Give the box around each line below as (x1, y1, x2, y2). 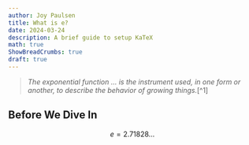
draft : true (8, 56, 47, 64)
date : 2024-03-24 (8, 26, 65, 34)
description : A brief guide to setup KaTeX (8, 33, 154, 42)
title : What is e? (8, 19, 69, 27)
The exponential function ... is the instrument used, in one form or (27, 76, 241, 87)
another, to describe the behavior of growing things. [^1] (27, 85, 209, 95)
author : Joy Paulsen (8, 11, 76, 20)
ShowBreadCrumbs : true (8, 48, 83, 56)
